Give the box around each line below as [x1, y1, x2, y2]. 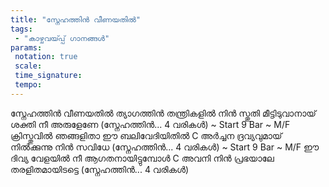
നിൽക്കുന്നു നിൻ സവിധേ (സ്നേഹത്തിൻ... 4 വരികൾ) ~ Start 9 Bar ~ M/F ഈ [10, 141, 320, 153]
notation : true [14, 52, 78, 62]
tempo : [14, 80, 43, 90]
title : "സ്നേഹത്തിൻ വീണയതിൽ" [10, 14, 141, 25]
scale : [14, 61, 43, 71]
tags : [10, 24, 33, 34]
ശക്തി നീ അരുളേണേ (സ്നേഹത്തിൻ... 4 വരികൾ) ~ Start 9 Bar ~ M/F [10, 118, 291, 130]
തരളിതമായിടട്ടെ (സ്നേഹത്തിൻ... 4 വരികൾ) [10, 163, 190, 175]
